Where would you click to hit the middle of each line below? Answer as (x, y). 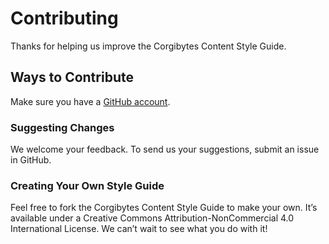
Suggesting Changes (62, 127)
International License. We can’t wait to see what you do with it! (139, 229)
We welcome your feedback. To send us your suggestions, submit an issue (165, 149)
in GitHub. (31, 160)
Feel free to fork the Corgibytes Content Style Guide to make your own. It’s (164, 208)
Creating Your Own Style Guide (87, 185)
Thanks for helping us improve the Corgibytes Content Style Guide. (148, 46)
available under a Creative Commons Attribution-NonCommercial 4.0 (152, 218)
